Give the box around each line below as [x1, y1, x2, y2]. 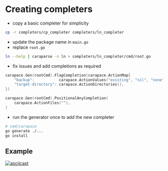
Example [5, 147, 33, 155]
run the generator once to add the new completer [12, 114, 114, 120]
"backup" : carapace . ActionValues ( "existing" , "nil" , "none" [14, 77, 164, 82]
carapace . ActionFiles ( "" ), [14, 100, 70, 106]
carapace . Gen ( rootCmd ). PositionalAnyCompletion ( [5, 96, 108, 101]
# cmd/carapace [5, 124, 37, 129]
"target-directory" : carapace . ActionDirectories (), [14, 82, 124, 87]
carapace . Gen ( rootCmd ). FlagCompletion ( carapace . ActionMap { [5, 73, 131, 78]
